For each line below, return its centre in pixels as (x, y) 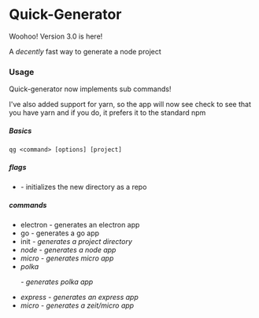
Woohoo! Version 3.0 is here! (56, 36)
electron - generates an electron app (80, 225)
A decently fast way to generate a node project (85, 51)
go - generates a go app (60, 233)
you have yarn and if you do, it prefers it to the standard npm (107, 113)
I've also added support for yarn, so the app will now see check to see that (130, 105)
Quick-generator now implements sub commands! (90, 89)
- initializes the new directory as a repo (83, 187)
